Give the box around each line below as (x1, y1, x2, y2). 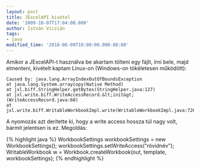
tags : (6, 31, 20, 37)
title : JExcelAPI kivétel (6, 14, 70, 20)
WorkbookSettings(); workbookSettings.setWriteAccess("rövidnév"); (6, 142, 174, 149)
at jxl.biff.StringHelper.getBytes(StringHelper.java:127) (6, 86, 156, 92)
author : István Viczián (6, 25, 65, 32)
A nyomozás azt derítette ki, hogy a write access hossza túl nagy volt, (6, 117, 177, 125)
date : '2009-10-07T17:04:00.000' (6, 20, 89, 26)
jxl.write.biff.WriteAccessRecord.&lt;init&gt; (14, 92, 135, 98)
